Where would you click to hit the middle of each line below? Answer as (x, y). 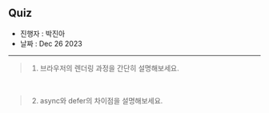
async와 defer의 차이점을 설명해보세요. (101, 100)
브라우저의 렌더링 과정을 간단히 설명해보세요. (109, 68)
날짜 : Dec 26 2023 (51, 43)
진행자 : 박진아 (42, 33)
